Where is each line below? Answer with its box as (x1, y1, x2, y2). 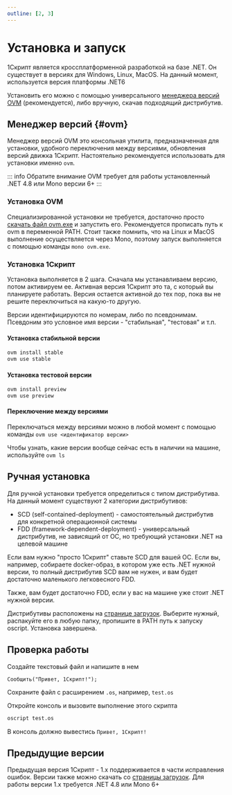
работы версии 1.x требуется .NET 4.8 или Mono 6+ (7, 780, 160, 789)
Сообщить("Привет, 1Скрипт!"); (7, 676, 98, 683)
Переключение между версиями (7, 407, 109, 416)
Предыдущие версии (7, 747, 105, 759)
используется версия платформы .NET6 (7, 78, 126, 86)
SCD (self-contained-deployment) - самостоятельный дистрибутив (17, 510, 214, 518)
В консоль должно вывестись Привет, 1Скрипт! (7, 727, 147, 735)
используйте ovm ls (7, 451, 65, 459)
